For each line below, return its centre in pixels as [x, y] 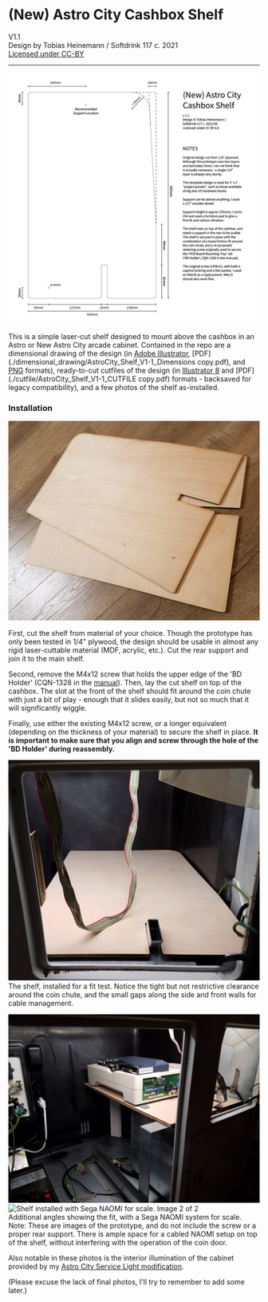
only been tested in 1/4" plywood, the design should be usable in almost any [134, 642]
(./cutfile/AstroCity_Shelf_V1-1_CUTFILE [73, 379]
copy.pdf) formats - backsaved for [195, 379]
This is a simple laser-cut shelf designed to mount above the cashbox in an [132, 336]
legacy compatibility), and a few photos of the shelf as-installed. [114, 387]
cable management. [41, 1003]
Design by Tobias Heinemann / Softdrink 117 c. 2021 [93, 45]
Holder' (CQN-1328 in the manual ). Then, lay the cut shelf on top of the [125, 683]
